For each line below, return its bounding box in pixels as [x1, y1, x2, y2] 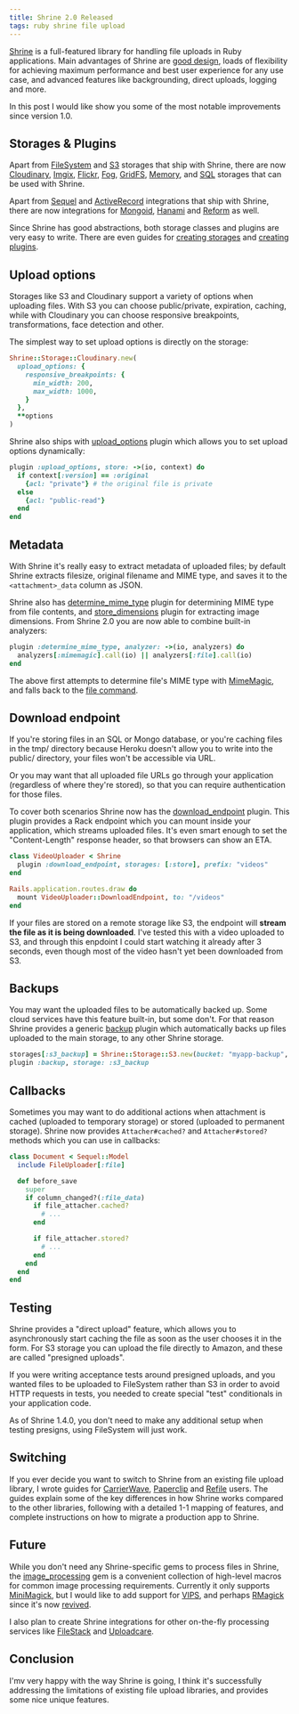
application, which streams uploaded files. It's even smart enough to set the [9, 825, 287, 836]
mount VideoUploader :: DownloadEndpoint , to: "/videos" [17, 892, 225, 902]
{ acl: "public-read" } [25, 496, 105, 505]
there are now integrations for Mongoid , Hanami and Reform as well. [9, 206, 260, 216]
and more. [9, 84, 47, 94]
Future [9, 1538, 47, 1553]
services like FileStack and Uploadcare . [9, 1626, 154, 1637]
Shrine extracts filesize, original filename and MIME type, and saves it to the [9, 570, 287, 581]
